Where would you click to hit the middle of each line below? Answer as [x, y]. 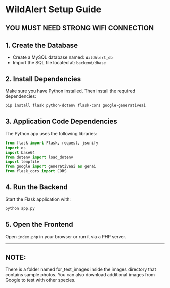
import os [16, 148]
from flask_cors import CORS [36, 171]
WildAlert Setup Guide [53, 9]
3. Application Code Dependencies [61, 121]
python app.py [20, 208]
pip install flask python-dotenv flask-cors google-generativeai [75, 106]
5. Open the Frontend [39, 224]
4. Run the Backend [37, 187]
